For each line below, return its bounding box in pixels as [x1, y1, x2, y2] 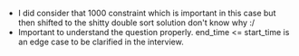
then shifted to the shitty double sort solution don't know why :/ [17, 17, 256, 28]
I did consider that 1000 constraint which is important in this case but [17, 8, 276, 18]
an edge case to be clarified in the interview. [17, 36, 184, 47]
